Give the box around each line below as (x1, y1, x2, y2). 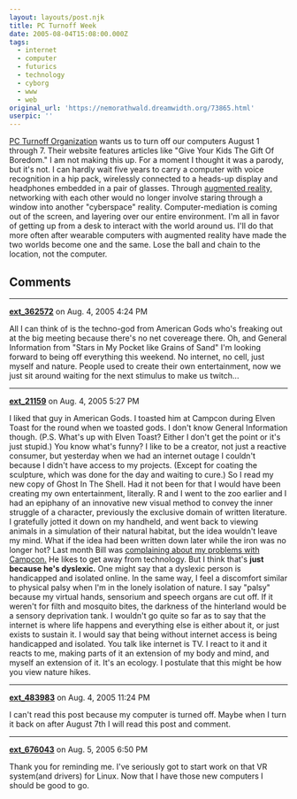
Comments (9, 274, 72, 289)
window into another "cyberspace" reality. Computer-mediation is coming (9, 202, 278, 212)
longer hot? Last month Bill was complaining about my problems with (9, 544, 260, 555)
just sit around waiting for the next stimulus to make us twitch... (9, 370, 240, 380)
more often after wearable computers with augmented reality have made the (9, 230, 287, 241)
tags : (9, 37, 29, 47)
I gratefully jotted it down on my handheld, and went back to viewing (9, 516, 259, 526)
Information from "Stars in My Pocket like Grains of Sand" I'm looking (9, 342, 261, 352)
